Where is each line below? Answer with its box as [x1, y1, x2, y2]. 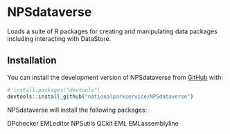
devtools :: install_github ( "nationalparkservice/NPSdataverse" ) [7, 93, 194, 100]
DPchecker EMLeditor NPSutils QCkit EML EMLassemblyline [7, 119, 179, 127]
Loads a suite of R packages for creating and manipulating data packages [7, 27, 218, 35]
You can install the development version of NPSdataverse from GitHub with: [7, 73, 224, 81]
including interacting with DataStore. [7, 34, 112, 42]
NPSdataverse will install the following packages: [7, 106, 148, 114]
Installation [7, 55, 57, 67]
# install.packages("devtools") [7, 86, 100, 94]
